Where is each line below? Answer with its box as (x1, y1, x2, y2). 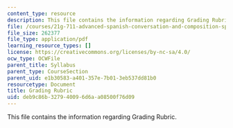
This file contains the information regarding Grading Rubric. (7, 113, 177, 121)
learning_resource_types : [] (7, 42, 92, 49)
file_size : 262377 (7, 29, 60, 37)
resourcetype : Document (7, 81, 76, 88)
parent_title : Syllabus (7, 62, 76, 68)
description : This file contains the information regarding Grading (7, 17, 209, 24)
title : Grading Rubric (7, 87, 73, 94)
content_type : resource (7, 10, 76, 17)
